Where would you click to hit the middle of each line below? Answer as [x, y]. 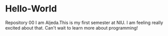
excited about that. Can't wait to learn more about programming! [71, 27]
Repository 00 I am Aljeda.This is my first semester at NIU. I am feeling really [84, 22]
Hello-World [31, 9]
